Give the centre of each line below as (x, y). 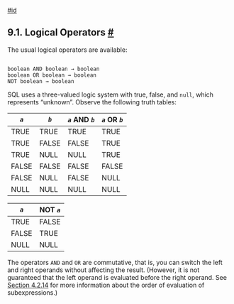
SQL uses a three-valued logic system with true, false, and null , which (111, 94)
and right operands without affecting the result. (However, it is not (104, 270)
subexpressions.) (33, 292)
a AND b (81, 119)
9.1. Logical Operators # (61, 32)
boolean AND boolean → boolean (54, 69)
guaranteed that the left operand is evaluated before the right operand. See (117, 277)
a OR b (112, 119)
